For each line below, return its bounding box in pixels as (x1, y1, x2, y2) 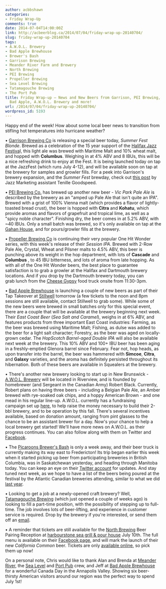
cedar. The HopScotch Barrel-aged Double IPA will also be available (19, 335, 158, 341)
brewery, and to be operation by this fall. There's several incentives (12, 408, 150, 414)
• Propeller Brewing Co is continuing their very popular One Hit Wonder (5, 235, 151, 241)
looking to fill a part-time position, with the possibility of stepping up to (5, 501, 150, 507)
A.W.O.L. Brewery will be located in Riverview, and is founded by (5, 376, 136, 382)
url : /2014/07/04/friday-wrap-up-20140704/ (5, 104, 97, 109)
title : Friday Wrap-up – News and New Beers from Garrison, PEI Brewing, (5, 95, 161, 100)
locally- (145, 330, 161, 336)
